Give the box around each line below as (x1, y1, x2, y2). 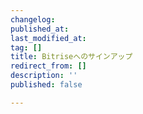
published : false (10, 80, 83, 90)
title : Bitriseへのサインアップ (10, 52, 133, 62)
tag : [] (10, 42, 43, 53)
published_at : (10, 24, 70, 34)
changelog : (10, 14, 56, 25)
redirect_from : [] (10, 61, 87, 71)
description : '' (10, 71, 78, 81)
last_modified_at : (10, 33, 87, 43)
